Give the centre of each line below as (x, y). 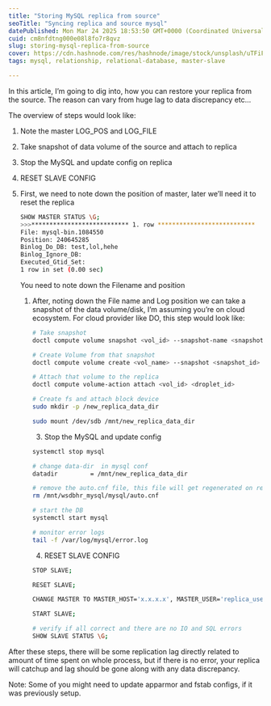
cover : (19, 53)
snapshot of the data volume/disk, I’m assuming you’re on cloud (138, 309)
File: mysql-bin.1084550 (62, 232)
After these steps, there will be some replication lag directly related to (124, 651)
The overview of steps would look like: (72, 115)
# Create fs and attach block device (96, 400)
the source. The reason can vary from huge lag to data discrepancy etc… (130, 99)
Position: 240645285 (54, 239)
